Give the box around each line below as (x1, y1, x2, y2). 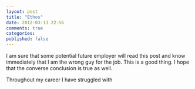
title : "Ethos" (6, 14, 43, 20)
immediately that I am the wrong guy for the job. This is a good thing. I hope (6, 58, 190, 65)
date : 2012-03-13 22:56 (6, 19, 65, 25)
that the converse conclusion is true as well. (6, 65, 113, 71)
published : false (6, 36, 49, 42)
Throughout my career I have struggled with (6, 76, 113, 83)
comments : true (6, 25, 43, 31)
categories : (6, 31, 35, 37)
